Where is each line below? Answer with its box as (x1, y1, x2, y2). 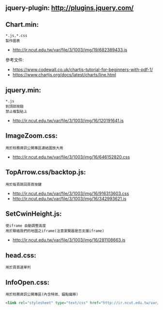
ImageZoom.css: (5, 132, 58, 140)
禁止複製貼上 (5, 109, 28, 114)
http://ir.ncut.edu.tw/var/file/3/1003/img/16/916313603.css (12, 190, 130, 196)
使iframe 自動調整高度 (5, 224, 46, 228)
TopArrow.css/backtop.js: (5, 168, 86, 176)
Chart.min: (5, 20, 39, 29)
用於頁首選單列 (5, 265, 31, 270)
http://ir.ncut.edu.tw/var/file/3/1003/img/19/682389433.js (12, 47, 128, 53)
